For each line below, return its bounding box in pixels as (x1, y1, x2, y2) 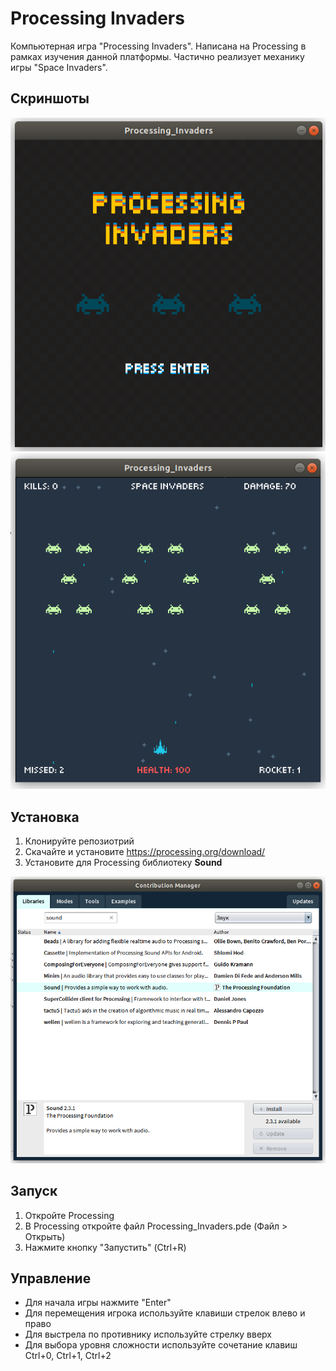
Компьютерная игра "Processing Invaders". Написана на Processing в (10, 40, 307, 52)
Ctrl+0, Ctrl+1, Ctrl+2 (24, 1350, 112, 1362)
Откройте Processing (24, 1209, 115, 1221)
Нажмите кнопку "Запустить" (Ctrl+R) (24, 1241, 187, 1253)
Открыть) (24, 1230, 66, 1242)
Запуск (10, 1183, 58, 1200)
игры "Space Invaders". (10, 61, 108, 73)
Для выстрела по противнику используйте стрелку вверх (24, 1328, 272, 1341)
